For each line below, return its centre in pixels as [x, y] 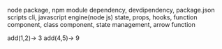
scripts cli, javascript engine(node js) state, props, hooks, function [102, 17]
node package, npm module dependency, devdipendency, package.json [111, 10]
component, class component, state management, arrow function [101, 24]
